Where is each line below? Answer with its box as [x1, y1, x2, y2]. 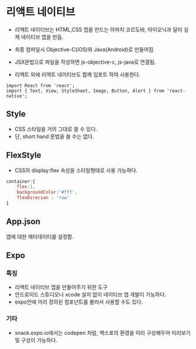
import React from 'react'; [6, 83, 75, 88]
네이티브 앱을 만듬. [21, 33, 64, 40]
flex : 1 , [16, 184, 35, 190]
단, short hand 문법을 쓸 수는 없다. [14, 133, 94, 140]
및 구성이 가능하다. [14, 337, 58, 344]
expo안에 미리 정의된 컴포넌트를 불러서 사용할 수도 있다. [14, 298, 143, 305]
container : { [6, 178, 35, 185]
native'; [6, 93, 28, 99]
